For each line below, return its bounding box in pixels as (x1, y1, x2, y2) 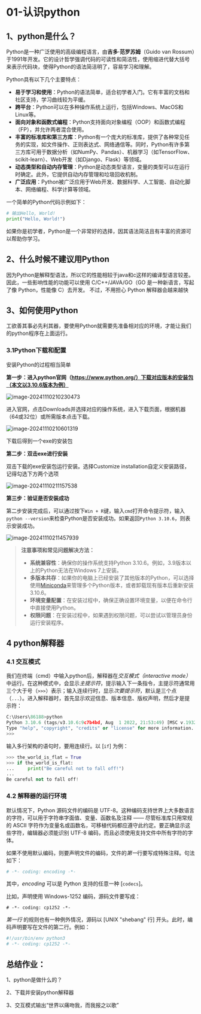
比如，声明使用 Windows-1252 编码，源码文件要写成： (6, 893, 141, 900)
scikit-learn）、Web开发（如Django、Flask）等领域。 (14, 156, 145, 163)
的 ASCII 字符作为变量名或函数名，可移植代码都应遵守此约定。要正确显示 (6, 821, 185, 829)
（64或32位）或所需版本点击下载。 (6, 413, 93, 420)
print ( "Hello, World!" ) (6, 216, 66, 222)
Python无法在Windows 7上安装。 (40, 567, 123, 574)
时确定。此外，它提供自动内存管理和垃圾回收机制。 (14, 171, 141, 178)
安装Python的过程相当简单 (6, 361, 71, 368)
